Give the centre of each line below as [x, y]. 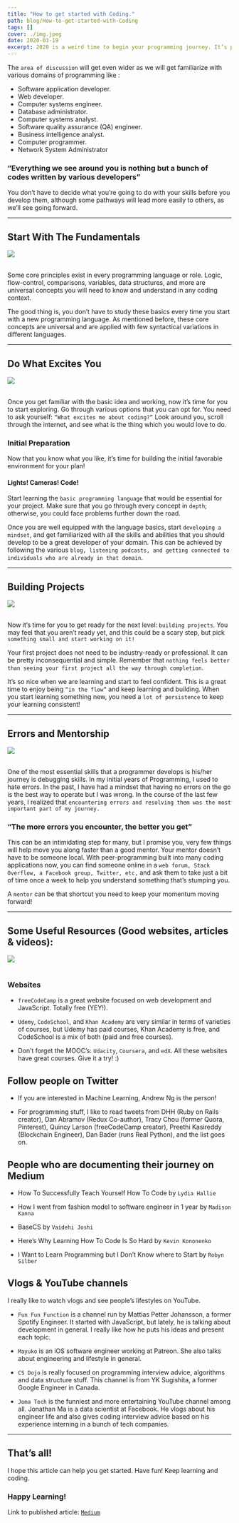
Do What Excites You [54, 364]
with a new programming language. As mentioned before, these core [108, 319]
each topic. [34, 1337]
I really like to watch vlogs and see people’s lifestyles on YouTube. [104, 1300]
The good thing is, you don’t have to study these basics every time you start [119, 312]
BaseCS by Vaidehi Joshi [55, 1227]
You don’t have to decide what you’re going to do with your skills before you [119, 193]
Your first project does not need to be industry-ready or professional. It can [118, 653]
